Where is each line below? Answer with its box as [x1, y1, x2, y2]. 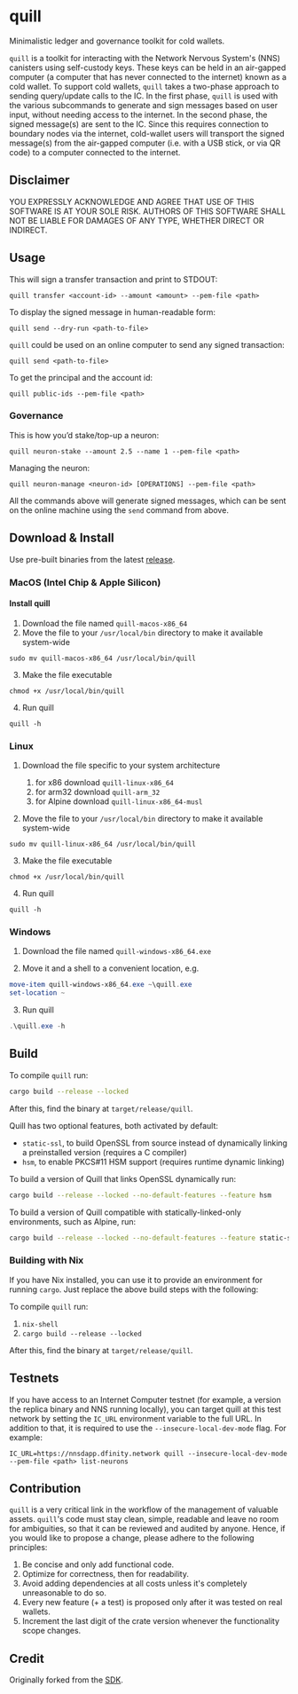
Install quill [9, 598, 51, 609]
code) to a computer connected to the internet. [9, 146, 181, 157]
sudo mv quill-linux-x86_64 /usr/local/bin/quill [9, 840, 197, 849]
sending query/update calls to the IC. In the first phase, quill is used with [9, 91, 278, 101]
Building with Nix [9, 1254, 84, 1266]
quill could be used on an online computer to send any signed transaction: [9, 339, 286, 350]
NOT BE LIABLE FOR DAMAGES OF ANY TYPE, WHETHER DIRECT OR [9, 215, 264, 225]
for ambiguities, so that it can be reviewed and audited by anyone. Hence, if [9, 1524, 286, 1534]
